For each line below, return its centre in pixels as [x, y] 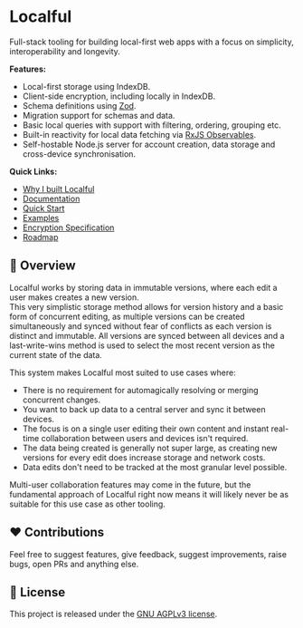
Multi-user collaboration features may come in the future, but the [130, 484]
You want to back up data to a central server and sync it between [144, 409]
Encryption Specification [68, 227]
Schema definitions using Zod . [79, 105]
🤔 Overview [43, 266]
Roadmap [40, 237]
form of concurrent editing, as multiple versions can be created [128, 316]
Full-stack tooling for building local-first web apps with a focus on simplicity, [151, 42]
